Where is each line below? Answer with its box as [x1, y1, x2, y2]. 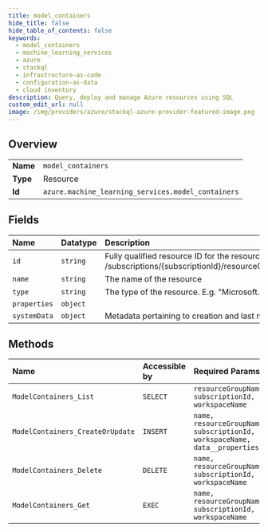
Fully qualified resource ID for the [104, 250, 230, 262]
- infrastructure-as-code [15, 71, 102, 79]
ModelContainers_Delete [12, 466, 103, 475]
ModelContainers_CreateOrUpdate [12, 428, 136, 436]
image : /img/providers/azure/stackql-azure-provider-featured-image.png [8, 108, 255, 116]
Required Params [193, 366, 261, 377]
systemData [12, 311, 53, 320]
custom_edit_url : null [8, 100, 84, 108]
